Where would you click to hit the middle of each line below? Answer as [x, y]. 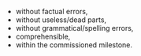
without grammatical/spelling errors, [74, 28]
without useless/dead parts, [61, 20]
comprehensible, [43, 36]
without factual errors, [52, 11]
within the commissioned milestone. [74, 45]
